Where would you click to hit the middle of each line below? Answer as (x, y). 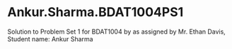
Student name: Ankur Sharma (50, 38)
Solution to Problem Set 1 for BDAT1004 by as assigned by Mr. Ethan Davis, (117, 31)
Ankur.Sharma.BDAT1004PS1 (95, 12)
